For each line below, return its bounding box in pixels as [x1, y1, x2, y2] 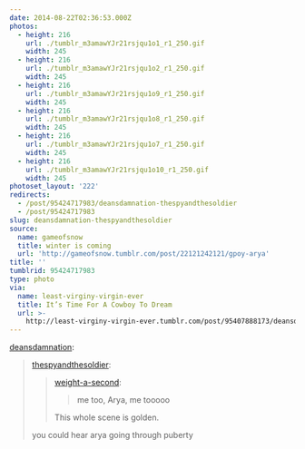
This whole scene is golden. [54, 412, 160, 423]
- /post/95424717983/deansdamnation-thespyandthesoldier [17, 199, 238, 209]
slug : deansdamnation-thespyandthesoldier [9, 215, 172, 225]
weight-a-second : [54, 377, 123, 388]
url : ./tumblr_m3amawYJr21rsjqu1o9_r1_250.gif [25, 89, 205, 98]
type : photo [9, 275, 54, 284]
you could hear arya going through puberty [31, 430, 193, 441]
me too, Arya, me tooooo [76, 395, 171, 405]
